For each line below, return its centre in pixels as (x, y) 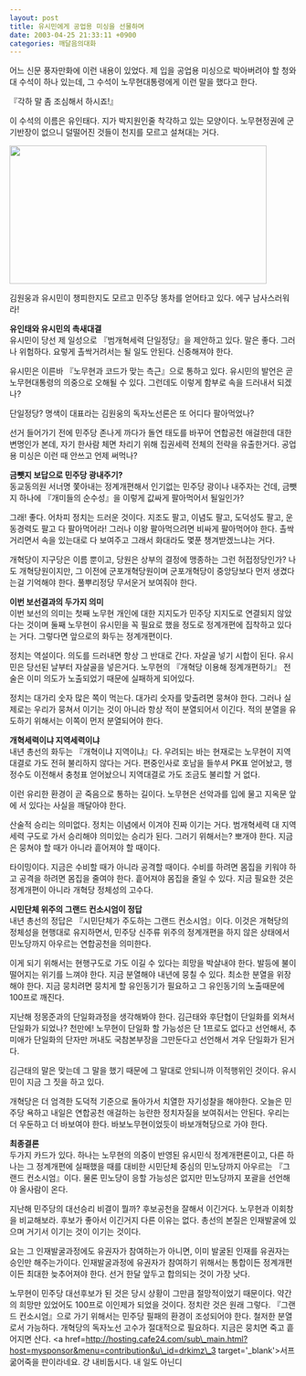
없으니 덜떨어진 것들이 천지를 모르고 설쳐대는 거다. (130, 133)
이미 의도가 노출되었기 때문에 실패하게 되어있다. (110, 678)
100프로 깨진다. (37, 997)
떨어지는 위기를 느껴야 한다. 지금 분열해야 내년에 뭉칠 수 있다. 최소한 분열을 (142, 975)
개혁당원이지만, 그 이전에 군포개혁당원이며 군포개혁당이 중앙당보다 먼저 (145, 571)
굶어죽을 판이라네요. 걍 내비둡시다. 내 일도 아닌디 (96, 1362)
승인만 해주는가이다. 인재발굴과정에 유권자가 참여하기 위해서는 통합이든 (135, 1263)
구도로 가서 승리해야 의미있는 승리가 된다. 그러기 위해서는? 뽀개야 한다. (151, 837)
